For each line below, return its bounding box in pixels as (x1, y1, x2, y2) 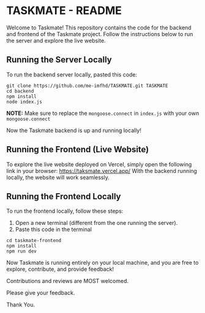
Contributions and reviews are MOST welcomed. (6, 278, 129, 285)
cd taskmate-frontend (6, 238, 62, 244)
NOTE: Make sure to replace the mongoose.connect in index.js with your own (6, 109, 199, 117)
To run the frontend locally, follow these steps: (6, 207, 124, 215)
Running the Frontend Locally (6, 191, 121, 202)
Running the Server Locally (6, 54, 112, 65)
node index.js (6, 98, 43, 105)
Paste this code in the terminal (15, 226, 92, 233)
